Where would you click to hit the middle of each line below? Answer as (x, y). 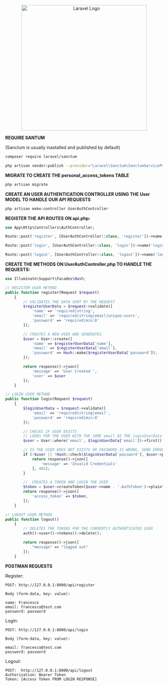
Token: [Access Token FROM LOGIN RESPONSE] (51, 679)
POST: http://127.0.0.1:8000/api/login (47, 630)
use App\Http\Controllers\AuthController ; (50, 227)
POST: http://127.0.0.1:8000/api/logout (49, 670)
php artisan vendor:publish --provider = (48, 166)
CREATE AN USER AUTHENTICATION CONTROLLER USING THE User (77, 194)
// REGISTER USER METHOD (31, 288)
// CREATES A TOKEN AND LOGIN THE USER (66, 482)
